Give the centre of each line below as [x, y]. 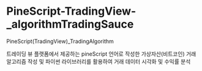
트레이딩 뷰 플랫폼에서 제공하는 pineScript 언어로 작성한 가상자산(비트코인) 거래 [101, 54]
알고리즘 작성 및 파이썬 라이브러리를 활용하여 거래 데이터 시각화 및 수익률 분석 [99, 61]
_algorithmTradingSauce [70, 24]
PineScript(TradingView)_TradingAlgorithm [60, 41]
